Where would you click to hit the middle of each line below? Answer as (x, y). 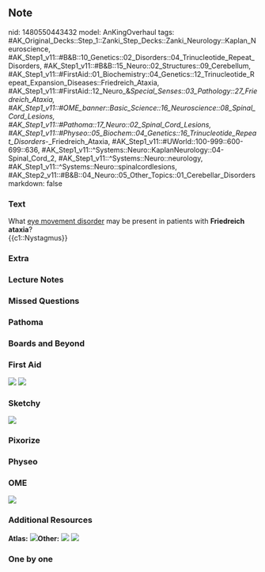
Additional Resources (50, 520)
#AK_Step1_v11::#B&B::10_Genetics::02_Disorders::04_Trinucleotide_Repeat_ (131, 57)
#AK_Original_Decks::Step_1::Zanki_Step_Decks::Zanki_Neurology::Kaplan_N (132, 40)
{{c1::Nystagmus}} (38, 238)
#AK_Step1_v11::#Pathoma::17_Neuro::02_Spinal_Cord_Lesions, (110, 124)
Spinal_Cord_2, (32, 158)
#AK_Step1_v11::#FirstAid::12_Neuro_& (69, 91)
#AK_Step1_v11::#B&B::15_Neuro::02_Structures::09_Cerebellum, (147, 66)
